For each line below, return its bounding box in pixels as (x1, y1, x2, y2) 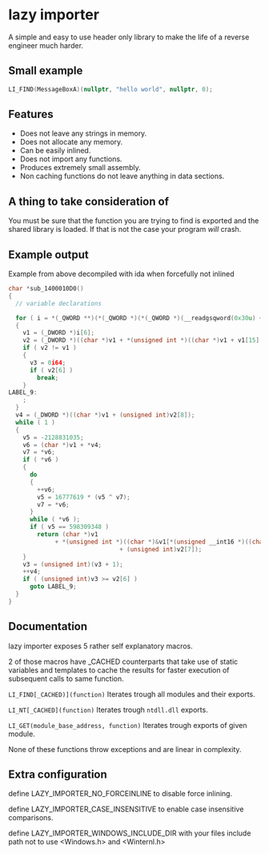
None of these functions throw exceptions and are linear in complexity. (8, 744, 242, 754)
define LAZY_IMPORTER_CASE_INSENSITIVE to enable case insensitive (8, 804, 244, 814)
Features (8, 108, 54, 121)
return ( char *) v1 (37, 531, 98, 539)
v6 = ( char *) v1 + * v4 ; (22, 441, 102, 449)
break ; (37, 373, 59, 382)
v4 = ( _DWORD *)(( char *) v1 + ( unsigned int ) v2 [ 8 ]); (15, 411, 195, 419)
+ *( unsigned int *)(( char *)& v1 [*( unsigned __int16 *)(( (54, 538, 252, 546)
